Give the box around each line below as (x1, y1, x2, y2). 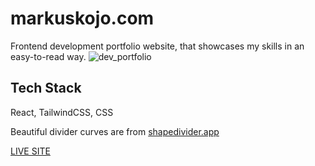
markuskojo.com (10, 7, 155, 30)
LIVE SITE (10, 145, 51, 157)
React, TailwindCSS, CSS (10, 106, 114, 118)
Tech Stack (10, 80, 82, 97)
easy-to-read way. (10, 50, 87, 62)
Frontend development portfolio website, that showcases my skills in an (10, 40, 305, 52)
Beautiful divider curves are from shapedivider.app (10, 125, 220, 137)
